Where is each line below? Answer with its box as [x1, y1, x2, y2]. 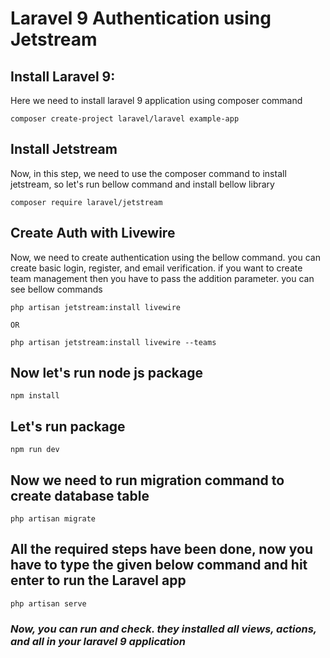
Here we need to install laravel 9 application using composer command [10, 95, 303, 106]
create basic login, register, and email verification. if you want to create [10, 262, 303, 274]
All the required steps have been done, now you [10, 541, 314, 558]
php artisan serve [10, 598, 87, 609]
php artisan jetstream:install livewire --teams [10, 337, 217, 347]
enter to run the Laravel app [10, 572, 187, 589]
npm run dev [10, 445, 60, 455]
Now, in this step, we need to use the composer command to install [10, 167, 287, 179]
